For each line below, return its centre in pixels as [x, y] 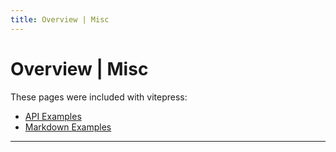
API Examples [53, 116]
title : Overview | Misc [60, 19]
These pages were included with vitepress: [99, 97]
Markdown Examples [68, 127]
